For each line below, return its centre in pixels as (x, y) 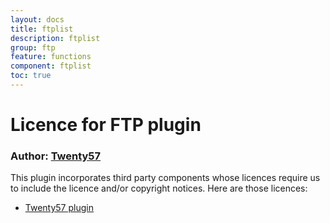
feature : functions (51, 57)
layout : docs (37, 19)
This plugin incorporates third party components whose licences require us (165, 178)
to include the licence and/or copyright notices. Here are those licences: (159, 188)
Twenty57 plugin (59, 208)
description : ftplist (55, 38)
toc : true (31, 76)
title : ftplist (42, 29)
